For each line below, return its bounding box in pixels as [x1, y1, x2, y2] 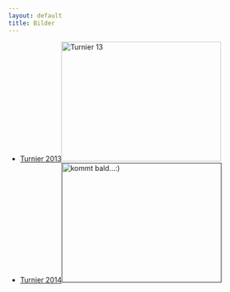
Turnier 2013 [19, 153, 62, 164]
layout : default [8, 11, 62, 20]
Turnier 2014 [19, 274, 62, 284]
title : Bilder [8, 19, 56, 27]
